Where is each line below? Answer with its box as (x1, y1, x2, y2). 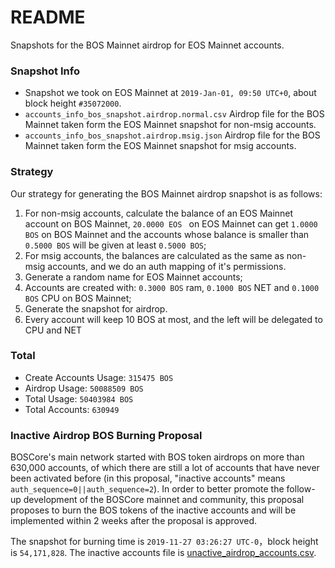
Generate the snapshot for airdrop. (24, 302, 168, 315)
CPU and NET (24, 324, 82, 336)
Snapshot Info (10, 64, 80, 78)
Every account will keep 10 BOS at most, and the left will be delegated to (24, 313, 323, 325)
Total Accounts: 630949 (24, 403, 120, 415)
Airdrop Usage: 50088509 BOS (24, 382, 144, 394)
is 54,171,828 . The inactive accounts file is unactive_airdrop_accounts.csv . (10, 547, 317, 559)
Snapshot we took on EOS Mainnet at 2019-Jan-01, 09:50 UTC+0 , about (24, 87, 317, 99)
